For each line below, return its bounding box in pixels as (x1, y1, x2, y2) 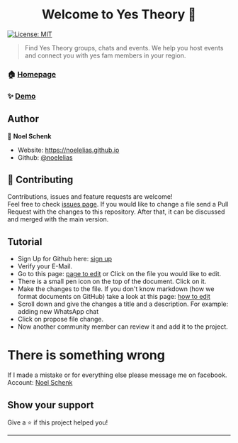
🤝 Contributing (7, 173, 74, 185)
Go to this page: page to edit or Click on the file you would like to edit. (17, 270, 222, 278)
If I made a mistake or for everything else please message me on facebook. (7, 371, 227, 379)
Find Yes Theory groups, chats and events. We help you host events (24, 43, 224, 52)
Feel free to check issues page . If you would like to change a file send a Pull (7, 200, 229, 209)
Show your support (7, 399, 94, 411)
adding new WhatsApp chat (17, 307, 99, 316)
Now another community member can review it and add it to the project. (17, 322, 228, 331)
